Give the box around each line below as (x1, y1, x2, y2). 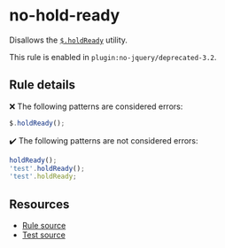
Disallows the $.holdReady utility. (9, 35, 128, 45)
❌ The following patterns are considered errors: (9, 101, 183, 112)
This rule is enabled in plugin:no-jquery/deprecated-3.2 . (9, 51, 217, 62)
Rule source (21, 221, 66, 231)
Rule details (9, 77, 75, 93)
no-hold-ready (9, 5, 120, 26)
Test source (21, 229, 66, 240)
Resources (9, 197, 70, 212)
